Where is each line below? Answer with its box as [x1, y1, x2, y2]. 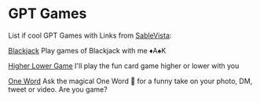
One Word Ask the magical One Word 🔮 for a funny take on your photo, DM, [8, 76, 253, 86]
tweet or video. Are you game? [8, 84, 108, 94]
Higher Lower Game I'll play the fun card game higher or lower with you [8, 60, 240, 71]
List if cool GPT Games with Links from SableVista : [8, 31, 172, 40]
